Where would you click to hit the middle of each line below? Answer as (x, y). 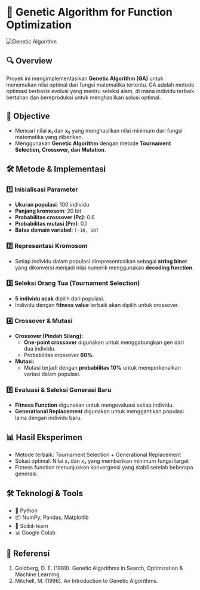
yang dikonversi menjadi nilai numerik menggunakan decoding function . (104, 268)
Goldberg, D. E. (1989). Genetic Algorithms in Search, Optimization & (99, 568)
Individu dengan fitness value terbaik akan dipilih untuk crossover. (97, 305)
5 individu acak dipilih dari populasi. (59, 299)
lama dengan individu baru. (48, 418)
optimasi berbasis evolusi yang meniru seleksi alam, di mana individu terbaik (100, 91)
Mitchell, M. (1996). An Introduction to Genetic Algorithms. (86, 580)
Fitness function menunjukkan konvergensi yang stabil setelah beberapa (104, 468)
